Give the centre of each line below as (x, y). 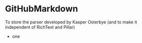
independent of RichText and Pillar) (40, 27)
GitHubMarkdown (42, 9)
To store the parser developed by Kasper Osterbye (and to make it (71, 22)
